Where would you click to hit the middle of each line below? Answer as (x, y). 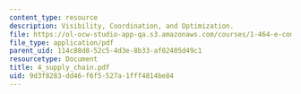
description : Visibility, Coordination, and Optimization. (122, 26)
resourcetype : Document (54, 59)
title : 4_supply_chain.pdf (60, 68)
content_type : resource (54, 17)
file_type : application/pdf (62, 43)
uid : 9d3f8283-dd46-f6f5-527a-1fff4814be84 (92, 76)
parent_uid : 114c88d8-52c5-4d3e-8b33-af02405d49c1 (106, 51)
